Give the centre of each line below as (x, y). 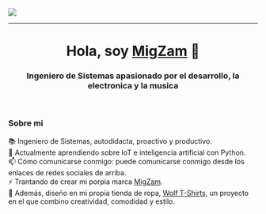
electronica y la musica (133, 86)
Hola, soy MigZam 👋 (133, 51)
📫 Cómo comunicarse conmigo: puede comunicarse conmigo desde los (127, 161)
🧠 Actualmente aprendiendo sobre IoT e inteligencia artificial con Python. (127, 152)
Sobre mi (26, 123)
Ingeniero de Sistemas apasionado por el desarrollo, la (133, 76)
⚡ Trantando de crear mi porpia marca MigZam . (85, 182)
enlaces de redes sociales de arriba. (67, 172)
